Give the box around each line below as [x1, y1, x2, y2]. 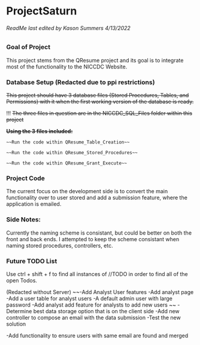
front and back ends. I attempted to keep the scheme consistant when [6, 235, 180, 242]
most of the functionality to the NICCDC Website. [6, 63, 128, 70]
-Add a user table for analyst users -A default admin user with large [6, 295, 172, 302]
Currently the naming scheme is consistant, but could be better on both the [6, 229, 192, 236]
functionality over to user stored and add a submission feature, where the [6, 194, 187, 202]
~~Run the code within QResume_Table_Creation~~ [6, 139, 130, 145]
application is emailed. [6, 200, 62, 208]
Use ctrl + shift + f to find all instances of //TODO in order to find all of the [6, 270, 189, 277]
